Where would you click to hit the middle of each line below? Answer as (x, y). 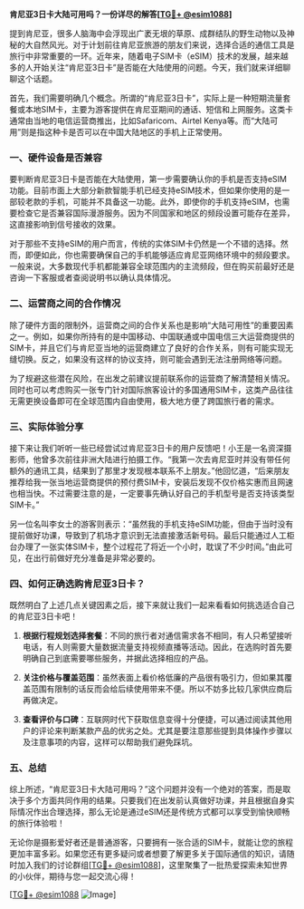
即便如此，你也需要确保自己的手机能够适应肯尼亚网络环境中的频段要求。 (160, 255)
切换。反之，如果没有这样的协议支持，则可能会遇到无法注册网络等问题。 (152, 359)
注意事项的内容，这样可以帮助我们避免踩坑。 (114, 742)
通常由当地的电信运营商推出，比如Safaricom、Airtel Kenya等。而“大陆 (140, 121)
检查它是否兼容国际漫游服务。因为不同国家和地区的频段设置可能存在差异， (156, 213)
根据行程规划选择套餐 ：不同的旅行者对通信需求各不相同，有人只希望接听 (157, 636)
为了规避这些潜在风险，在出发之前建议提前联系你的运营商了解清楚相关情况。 (152, 378)
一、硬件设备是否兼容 (56, 158)
